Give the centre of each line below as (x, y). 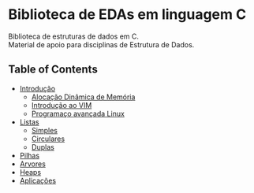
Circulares (48, 139)
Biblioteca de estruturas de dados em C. (74, 36)
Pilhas (30, 155)
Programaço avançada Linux (78, 113)
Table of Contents (53, 70)
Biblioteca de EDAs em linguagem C (127, 15)
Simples (44, 130)
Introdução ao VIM (62, 105)
